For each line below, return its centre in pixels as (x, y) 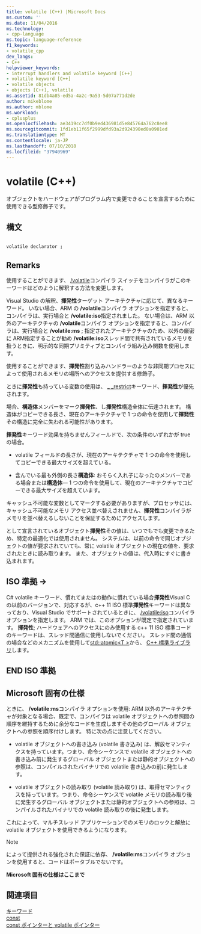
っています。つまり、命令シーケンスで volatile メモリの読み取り (109, 794)
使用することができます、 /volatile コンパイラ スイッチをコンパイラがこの (96, 280)
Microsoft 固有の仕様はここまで (46, 875)
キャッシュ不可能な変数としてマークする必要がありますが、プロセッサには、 (101, 503)
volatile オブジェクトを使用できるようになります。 (68, 830)
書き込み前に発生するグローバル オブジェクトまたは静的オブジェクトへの (105, 759)
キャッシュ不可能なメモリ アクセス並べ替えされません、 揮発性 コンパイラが (99, 511)
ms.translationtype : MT (36, 135)
